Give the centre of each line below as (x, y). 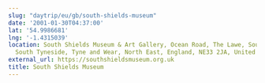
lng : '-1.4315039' (38, 38)
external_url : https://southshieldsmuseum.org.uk (91, 60)
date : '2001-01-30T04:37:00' (56, 23)
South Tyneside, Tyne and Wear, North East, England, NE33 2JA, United (136, 52)
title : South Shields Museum (56, 67)
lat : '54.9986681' (38, 30)
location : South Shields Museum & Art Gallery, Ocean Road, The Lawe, (127, 45)
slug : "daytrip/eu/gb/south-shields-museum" (82, 15)
